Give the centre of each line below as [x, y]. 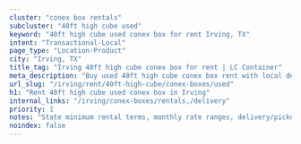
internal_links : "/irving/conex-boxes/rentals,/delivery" [120, 101]
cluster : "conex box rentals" [66, 17]
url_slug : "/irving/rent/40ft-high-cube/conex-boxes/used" [122, 84]
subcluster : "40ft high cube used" [76, 26]
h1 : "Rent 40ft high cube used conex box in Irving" [110, 92]
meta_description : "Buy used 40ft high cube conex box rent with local [146, 76]
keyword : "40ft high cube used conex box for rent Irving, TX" [130, 34]
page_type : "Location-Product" [68, 51]
